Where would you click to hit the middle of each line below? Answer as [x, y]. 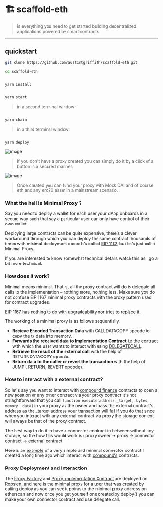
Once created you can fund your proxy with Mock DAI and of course [85, 185]
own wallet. [16, 224]
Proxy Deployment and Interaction [46, 468]
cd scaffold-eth [21, 71]
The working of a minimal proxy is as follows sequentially [62, 321]
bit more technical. [24, 263]
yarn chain [16, 120]
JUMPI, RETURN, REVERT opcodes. [48, 367]
